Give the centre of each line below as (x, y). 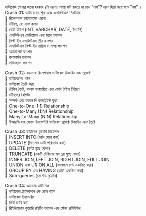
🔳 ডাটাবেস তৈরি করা (19, 84)
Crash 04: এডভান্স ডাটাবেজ (27, 186)
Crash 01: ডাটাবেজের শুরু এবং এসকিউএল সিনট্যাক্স (43, 13)
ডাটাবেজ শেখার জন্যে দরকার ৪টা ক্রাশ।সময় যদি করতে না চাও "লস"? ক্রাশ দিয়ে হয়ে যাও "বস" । (73, 7)
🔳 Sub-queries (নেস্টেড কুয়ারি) (31, 176)
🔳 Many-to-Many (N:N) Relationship (41, 116)
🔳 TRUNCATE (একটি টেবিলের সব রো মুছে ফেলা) (43, 154)
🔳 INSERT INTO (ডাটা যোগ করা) (33, 137)
